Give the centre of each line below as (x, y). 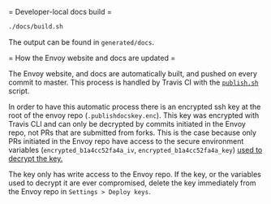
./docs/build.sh (36, 27)
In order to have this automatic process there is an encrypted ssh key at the (135, 106)
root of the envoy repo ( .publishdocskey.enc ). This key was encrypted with (134, 115)
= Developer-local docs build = (60, 12)
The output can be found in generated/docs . (82, 42)
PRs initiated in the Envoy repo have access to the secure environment (126, 141)
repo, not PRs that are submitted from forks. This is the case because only (133, 132)
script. (19, 91)
